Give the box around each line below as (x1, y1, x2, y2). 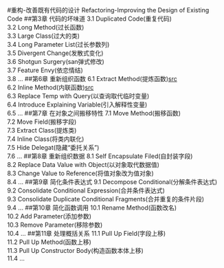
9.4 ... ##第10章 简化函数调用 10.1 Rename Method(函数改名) (7, 203, 177, 212)
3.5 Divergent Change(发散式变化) (7, 49, 104, 57)
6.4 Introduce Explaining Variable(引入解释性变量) (7, 100, 148, 109)
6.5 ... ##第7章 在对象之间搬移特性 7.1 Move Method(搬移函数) (7, 109, 181, 117)
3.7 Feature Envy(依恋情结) (7, 66, 84, 74)
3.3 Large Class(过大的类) (7, 32, 80, 40)
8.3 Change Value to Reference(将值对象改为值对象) (7, 169, 155, 177)
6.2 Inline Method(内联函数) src (7, 83, 94, 91)
